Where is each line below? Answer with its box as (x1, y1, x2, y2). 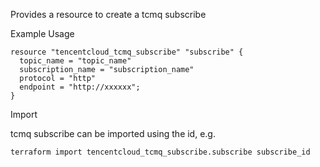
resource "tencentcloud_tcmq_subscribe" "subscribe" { (10, 47, 244, 57)
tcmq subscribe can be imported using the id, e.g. (10, 128, 216, 139)
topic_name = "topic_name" (19, 56, 132, 66)
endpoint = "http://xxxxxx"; (19, 82, 141, 92)
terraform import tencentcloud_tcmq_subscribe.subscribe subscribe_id (10, 147, 311, 157)
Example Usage (10, 28, 75, 39)
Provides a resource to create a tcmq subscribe (10, 9, 207, 20)
